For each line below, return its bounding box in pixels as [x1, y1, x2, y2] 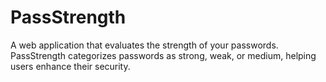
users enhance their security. [10, 60, 131, 72]
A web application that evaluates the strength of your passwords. [10, 39, 279, 51]
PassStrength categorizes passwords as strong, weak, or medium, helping [10, 49, 317, 61]
